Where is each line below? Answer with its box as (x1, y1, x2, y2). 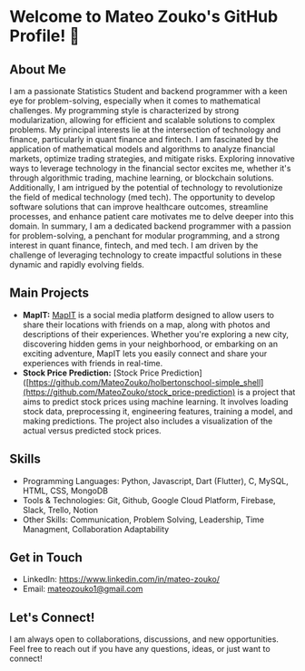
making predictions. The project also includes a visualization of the (22, 415, 273, 426)
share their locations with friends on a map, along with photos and (22, 319, 271, 330)
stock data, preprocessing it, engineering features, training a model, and (22, 405, 293, 416)
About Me (9, 62, 66, 77)
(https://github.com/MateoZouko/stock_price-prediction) (22, 386, 236, 397)
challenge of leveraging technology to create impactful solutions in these (9, 249, 282, 260)
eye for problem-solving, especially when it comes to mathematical (9, 95, 261, 106)
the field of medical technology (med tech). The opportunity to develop (9, 192, 275, 202)
